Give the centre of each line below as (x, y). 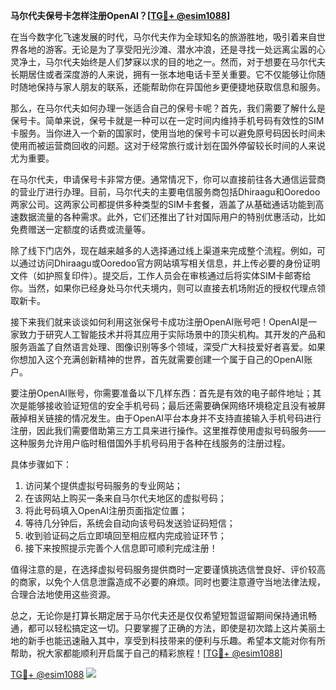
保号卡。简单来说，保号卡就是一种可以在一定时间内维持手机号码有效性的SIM (167, 120)
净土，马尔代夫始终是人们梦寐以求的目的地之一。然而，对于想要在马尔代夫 (172, 62)
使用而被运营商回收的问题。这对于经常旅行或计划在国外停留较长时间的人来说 (168, 145)
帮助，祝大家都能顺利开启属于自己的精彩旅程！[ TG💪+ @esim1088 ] (146, 653)
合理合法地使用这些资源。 (63, 594)
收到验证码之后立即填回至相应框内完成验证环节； (125, 535)
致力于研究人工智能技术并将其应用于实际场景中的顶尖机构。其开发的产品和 (172, 334)
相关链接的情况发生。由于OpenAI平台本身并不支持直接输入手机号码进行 (174, 418)
